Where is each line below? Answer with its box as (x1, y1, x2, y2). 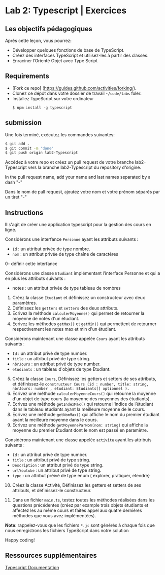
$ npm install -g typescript (12, 105, 72, 110)
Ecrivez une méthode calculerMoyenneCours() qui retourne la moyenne (12, 390, 156, 397)
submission (5, 118, 42, 127)
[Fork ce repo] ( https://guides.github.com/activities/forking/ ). (12, 85, 137, 91)
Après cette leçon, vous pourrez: (5, 38, 72, 43)
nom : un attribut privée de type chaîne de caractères (12, 251, 119, 257)
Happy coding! (5, 537, 35, 543)
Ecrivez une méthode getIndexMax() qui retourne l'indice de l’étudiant (12, 401, 154, 407)
